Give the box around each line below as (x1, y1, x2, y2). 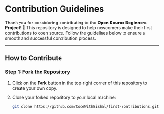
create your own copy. (12, 85, 58, 91)
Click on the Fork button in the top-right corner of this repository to (12, 80, 147, 86)
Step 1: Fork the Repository (5, 68, 71, 75)
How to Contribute (5, 54, 62, 62)
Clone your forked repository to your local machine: (12, 94, 116, 100)
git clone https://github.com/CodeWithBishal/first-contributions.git (12, 104, 159, 109)
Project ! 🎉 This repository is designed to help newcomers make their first (5, 24, 152, 30)
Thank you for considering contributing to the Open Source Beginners (5, 20, 147, 25)
